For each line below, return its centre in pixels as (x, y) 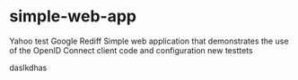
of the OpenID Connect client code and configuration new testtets (131, 50)
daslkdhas (28, 68)
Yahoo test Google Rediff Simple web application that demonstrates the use (149, 41)
